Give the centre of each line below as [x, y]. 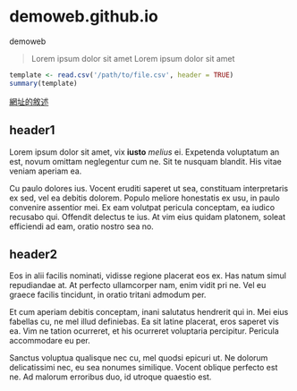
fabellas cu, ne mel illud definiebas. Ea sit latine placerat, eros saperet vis [144, 322]
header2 [34, 254]
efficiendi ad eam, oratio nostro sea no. [81, 226]
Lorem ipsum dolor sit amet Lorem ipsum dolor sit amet [133, 58]
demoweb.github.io [84, 17]
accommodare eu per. [50, 341]
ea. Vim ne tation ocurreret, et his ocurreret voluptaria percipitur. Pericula [144, 331]
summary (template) [43, 83]
